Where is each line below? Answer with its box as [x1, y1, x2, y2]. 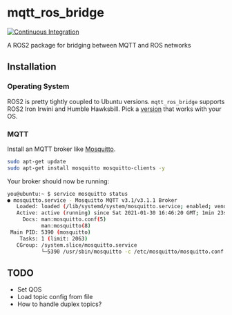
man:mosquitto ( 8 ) [41, 223, 91, 230]
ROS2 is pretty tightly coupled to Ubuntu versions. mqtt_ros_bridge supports [7, 97, 225, 105]
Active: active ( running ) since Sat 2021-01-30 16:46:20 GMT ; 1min [16, 210, 215, 216]
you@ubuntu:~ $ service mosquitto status [7, 190, 128, 197]
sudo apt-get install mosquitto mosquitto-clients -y [7, 164, 166, 172]
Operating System [7, 81, 70, 91]
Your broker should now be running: [7, 177, 110, 185]
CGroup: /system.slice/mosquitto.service [16, 241, 137, 249]
